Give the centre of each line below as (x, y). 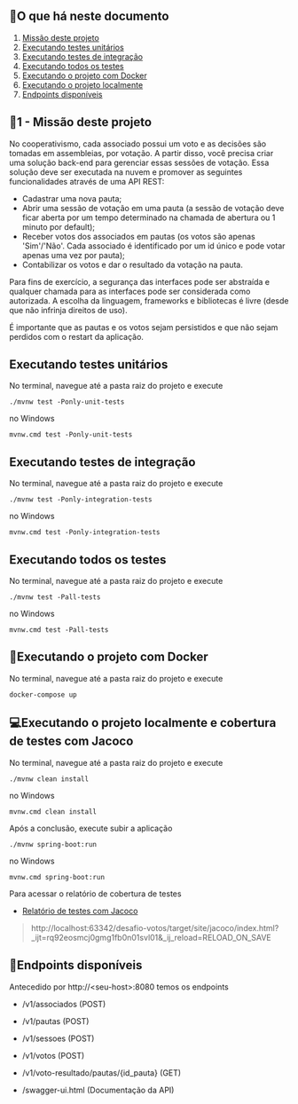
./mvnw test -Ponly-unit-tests (67, 402)
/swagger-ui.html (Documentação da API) (98, 1090)
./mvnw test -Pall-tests (55, 597)
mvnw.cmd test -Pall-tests (59, 630)
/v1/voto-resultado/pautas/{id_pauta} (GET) (102, 1072)
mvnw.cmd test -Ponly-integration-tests (85, 532)
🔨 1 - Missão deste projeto (81, 122)
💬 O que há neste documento (89, 16)
